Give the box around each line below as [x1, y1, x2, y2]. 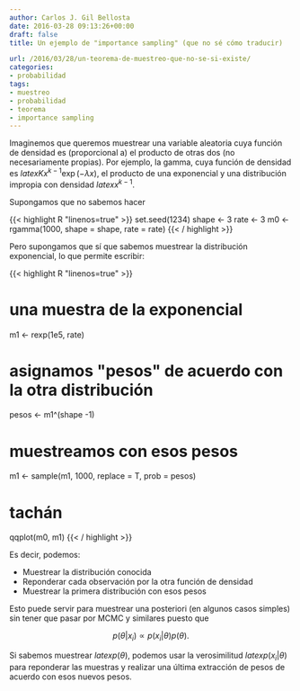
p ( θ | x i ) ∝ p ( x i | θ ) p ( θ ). [111, 631, 190, 643]
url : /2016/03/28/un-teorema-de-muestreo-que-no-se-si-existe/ [9, 55, 251, 64]
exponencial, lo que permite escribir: [9, 250, 146, 261]
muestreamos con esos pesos [9, 441, 238, 462]
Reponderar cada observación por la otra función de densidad [22, 577, 253, 588]
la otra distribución [9, 380, 154, 400]
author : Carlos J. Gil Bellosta [9, 13, 130, 22]
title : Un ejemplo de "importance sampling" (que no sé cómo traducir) [9, 38, 283, 48]
